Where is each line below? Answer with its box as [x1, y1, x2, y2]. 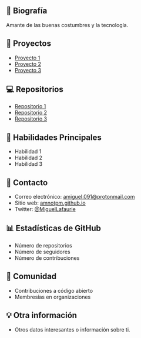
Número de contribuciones [14, 254, 80, 262]
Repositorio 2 [14, 109, 48, 116]
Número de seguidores [14, 248, 70, 255]
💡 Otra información [6, 310, 78, 320]
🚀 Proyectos [6, 39, 52, 49]
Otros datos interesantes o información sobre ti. [14, 326, 130, 333]
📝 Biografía [6, 6, 48, 16]
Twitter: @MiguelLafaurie [14, 206, 76, 213]
